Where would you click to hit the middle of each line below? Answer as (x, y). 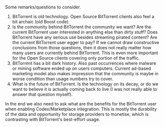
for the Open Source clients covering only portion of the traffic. (76, 58)
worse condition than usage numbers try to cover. (63, 79)
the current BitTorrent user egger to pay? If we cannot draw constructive (86, 42)
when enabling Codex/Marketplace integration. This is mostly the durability (81, 109)
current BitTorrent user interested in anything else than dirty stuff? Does (85, 32)
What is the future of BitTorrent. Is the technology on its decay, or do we (85, 84)
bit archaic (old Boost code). (41, 22)
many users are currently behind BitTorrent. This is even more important (85, 53)
